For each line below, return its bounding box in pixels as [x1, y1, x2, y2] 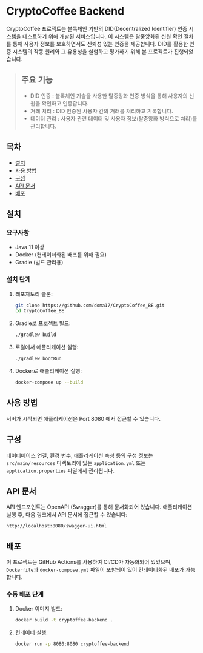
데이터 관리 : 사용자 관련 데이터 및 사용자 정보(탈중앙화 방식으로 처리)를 [30, 115, 198, 122]
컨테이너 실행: [15, 629, 48, 636]
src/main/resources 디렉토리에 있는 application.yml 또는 [6, 459, 146, 466]
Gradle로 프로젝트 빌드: [15, 320, 71, 327]
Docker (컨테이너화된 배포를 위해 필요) [15, 251, 107, 258]
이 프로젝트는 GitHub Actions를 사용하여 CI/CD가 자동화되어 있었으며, [6, 558, 172, 566]
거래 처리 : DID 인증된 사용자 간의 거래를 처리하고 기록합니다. [30, 107, 174, 115]
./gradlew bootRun [15, 356, 62, 362]
